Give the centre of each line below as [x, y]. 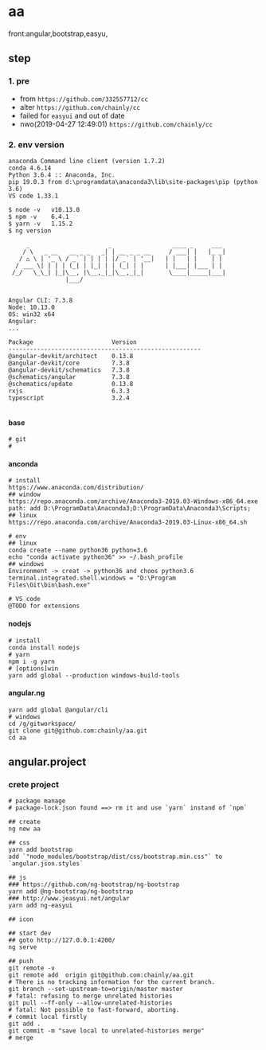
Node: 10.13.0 [32, 307]
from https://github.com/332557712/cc [84, 99]
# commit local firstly [48, 1017]
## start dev [30, 934]
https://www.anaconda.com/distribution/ [76, 488]
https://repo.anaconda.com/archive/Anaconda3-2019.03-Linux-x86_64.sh [128, 523]
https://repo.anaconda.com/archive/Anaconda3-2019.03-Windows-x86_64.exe [133, 502]
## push [21, 962]
